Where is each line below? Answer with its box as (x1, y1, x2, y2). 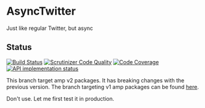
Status (6, 42, 32, 52)
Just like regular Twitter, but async (6, 24, 94, 32)
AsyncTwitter (6, 4, 76, 18)
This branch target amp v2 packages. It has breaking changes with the (6, 76, 185, 84)
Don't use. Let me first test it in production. (6, 95, 114, 102)
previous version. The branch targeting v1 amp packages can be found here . (6, 83, 199, 90)
